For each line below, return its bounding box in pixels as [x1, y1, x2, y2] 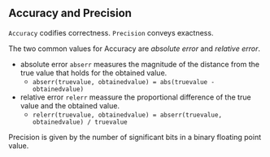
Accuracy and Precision [8, 6, 133, 20]
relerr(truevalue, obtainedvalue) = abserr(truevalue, [32, 111, 222, 119]
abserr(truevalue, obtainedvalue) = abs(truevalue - [32, 78, 216, 86]
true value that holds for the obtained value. [20, 68, 168, 78]
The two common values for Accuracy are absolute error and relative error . [8, 44, 261, 53]
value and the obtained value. [20, 100, 120, 110]
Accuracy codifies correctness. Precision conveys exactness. [8, 28, 214, 37]
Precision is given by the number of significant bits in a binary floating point [8, 132, 262, 142]
